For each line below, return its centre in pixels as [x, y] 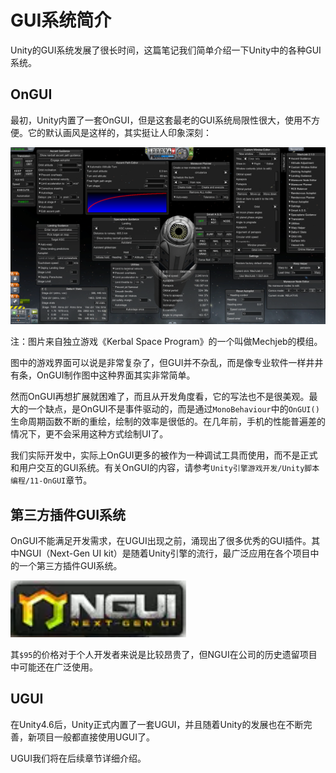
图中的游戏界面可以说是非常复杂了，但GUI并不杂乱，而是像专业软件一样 [158, 363]
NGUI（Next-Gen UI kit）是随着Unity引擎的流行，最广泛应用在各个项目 [164, 553]
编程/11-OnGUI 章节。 [51, 480]
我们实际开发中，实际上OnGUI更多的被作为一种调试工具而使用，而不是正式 [164, 455]
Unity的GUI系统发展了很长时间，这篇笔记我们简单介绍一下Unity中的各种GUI [166, 50]
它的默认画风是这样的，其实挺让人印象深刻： [119, 132]
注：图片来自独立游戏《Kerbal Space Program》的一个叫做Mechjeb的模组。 [166, 342]
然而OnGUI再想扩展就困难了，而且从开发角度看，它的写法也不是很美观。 [160, 397]
